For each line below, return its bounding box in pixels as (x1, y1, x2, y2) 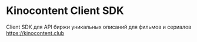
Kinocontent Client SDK (6, 4, 125, 17)
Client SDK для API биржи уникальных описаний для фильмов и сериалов (6, 23, 192, 30)
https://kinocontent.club (6, 29, 65, 36)
